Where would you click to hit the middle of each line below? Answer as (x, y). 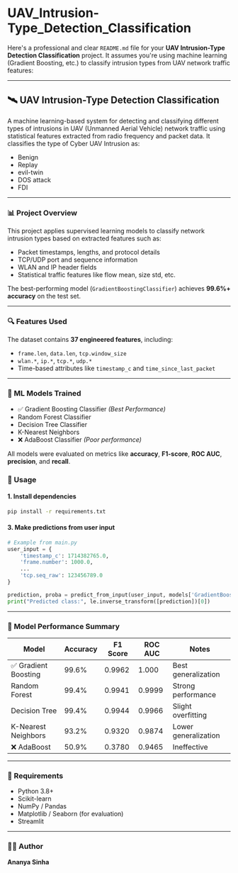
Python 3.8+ (36, 791)
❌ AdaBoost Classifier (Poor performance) (79, 439)
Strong (184, 686)
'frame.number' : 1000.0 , (57, 562)
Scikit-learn (34, 799)
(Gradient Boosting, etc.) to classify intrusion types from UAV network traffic (119, 62)
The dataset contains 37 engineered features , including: (90, 340)
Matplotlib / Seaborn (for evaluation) (70, 814)
